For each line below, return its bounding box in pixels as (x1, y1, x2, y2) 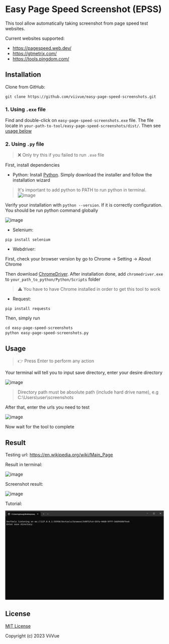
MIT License (5, 623, 31, 629)
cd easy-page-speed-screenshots (5, 326, 73, 331)
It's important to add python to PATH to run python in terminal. (17, 187, 147, 193)
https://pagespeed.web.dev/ (12, 45, 72, 51)
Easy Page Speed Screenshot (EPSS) (5, 4, 162, 15)
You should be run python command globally (5, 208, 98, 214)
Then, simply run (5, 315, 40, 321)
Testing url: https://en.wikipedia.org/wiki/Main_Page (5, 452, 113, 458)
